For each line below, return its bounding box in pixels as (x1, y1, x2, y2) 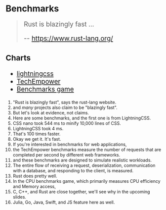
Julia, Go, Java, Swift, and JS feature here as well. (12, 199, 115, 206)
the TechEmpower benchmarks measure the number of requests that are (12, 147, 162, 153)
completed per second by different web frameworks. (12, 152, 121, 158)
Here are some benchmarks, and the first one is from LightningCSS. (12, 115, 151, 121)
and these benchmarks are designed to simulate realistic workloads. (12, 157, 152, 163)
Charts (5, 52, 31, 62)
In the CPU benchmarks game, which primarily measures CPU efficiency (12, 178, 161, 184)
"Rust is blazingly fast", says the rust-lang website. (12, 100, 117, 105)
